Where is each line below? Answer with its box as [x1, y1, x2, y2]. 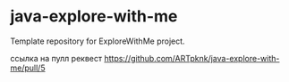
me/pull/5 [10, 62, 46, 73]
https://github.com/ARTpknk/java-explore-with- [103, 53, 280, 63]
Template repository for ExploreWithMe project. [10, 36, 186, 46]
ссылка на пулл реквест [10, 53, 102, 63]
